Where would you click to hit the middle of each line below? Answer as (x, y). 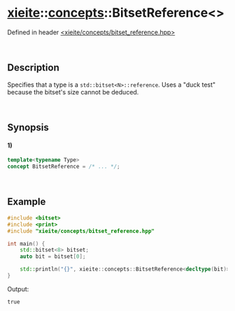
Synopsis (28, 128)
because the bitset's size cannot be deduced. (73, 92)
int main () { (26, 244)
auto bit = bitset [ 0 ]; (53, 256)
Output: (18, 289)
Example (27, 202)
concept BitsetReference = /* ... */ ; (64, 167)
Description (33, 68)
